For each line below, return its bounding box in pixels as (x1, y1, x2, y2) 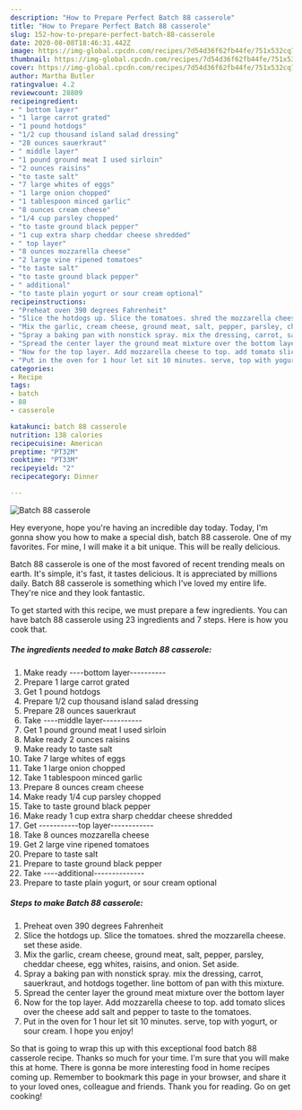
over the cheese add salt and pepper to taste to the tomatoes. (22, 1006, 252, 1017)
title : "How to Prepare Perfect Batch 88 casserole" (10, 22, 211, 31)
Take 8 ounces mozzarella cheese (22, 829, 150, 840)
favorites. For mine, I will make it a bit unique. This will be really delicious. (10, 541, 280, 552)
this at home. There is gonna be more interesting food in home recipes (10, 1061, 271, 1072)
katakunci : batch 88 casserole (10, 422, 127, 431)
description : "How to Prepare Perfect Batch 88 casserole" (10, 13, 236, 22)
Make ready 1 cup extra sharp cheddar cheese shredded (22, 810, 233, 821)
